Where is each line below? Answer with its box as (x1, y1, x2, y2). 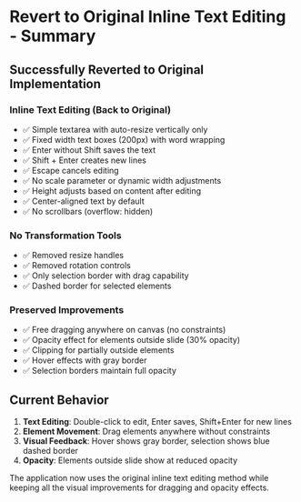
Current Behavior (9, 392, 109, 407)
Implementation (9, 75, 102, 92)
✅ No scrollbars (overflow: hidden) (22, 206, 154, 216)
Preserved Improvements (9, 304, 125, 316)
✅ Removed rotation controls (22, 260, 132, 271)
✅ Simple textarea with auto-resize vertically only (22, 124, 208, 135)
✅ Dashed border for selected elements (22, 280, 172, 292)
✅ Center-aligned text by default (22, 196, 145, 206)
